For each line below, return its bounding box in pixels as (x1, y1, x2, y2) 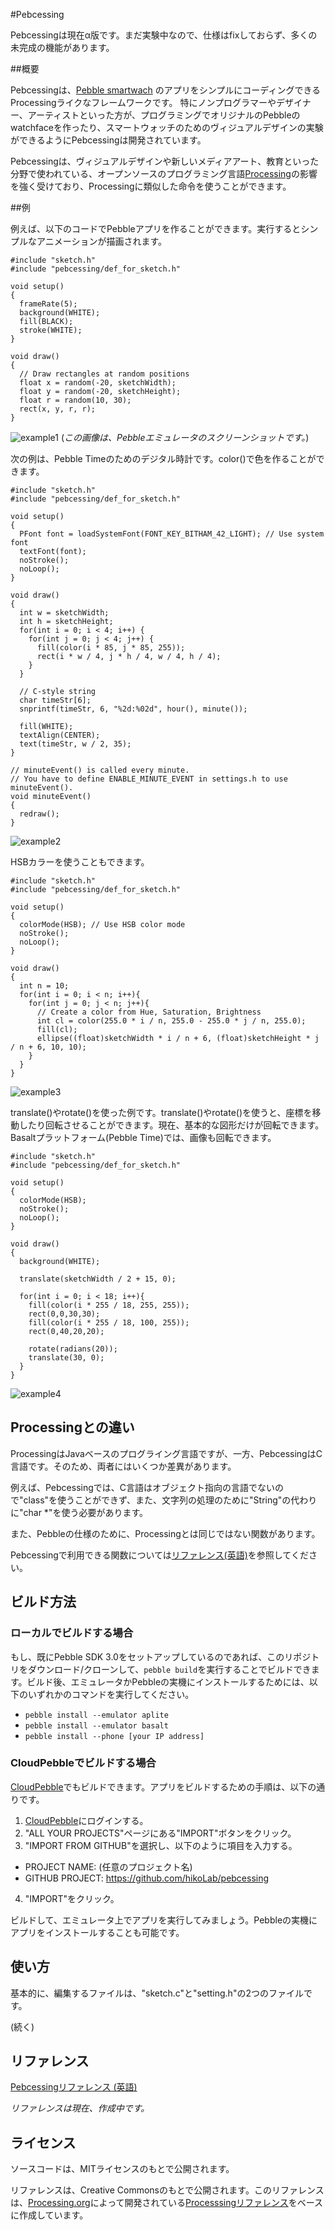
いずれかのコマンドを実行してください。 (27, 1688, 195, 1700)
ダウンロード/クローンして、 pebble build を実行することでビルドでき (27, 1663, 312, 1675)
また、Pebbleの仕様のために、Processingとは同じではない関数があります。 (10, 1527, 321, 1539)
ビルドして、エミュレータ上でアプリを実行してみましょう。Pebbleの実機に (10, 1914, 318, 1926)
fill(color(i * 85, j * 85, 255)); (36, 643, 186, 653)
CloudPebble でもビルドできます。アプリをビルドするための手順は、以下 (10, 1780, 308, 1793)
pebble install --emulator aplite (24, 1710, 169, 1720)
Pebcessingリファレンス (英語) (10, 2081, 138, 2093)
